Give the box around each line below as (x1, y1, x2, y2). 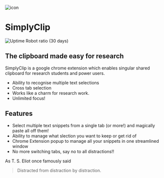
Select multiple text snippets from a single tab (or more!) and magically (12, 122, 155, 128)
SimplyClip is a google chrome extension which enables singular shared (5, 65, 150, 71)
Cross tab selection (12, 85, 51, 90)
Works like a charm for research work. (12, 90, 90, 96)
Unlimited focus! (12, 95, 46, 101)
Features (5, 110, 33, 118)
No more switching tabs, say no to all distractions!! (12, 148, 115, 154)
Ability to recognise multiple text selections (12, 80, 99, 86)
